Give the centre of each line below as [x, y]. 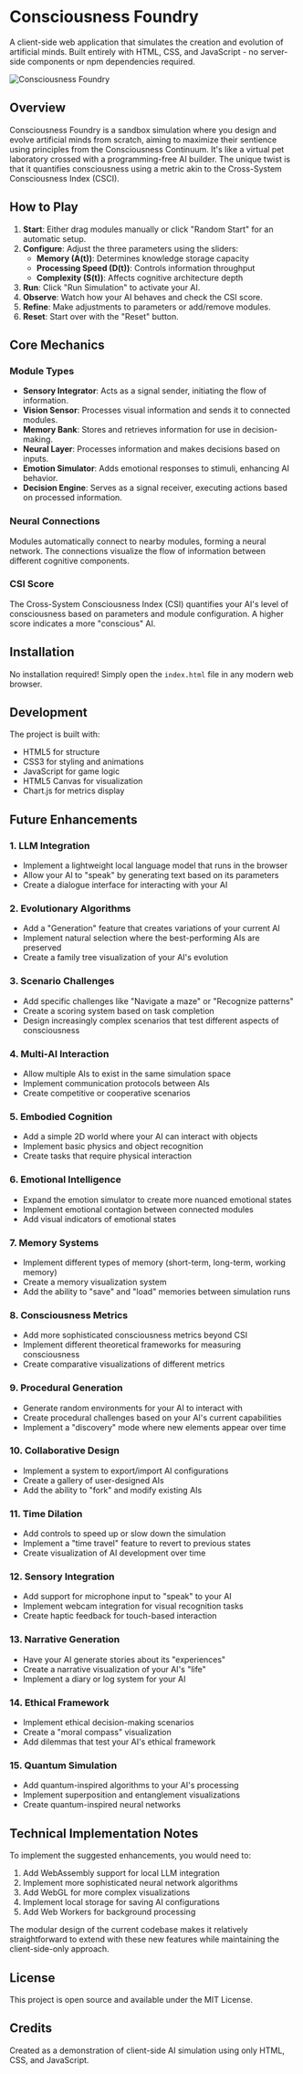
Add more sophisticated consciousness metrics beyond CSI [135, 1336]
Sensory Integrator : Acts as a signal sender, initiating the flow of [145, 391]
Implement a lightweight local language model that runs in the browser [155, 865]
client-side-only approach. [59, 1949]
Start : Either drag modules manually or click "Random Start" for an [148, 229]
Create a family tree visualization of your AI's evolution [125, 958]
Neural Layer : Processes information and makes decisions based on [151, 449]
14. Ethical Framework [59, 1702]
